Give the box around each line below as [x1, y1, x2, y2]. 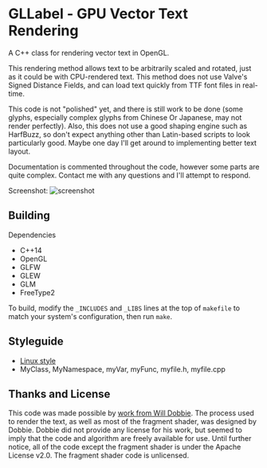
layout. [8, 146, 30, 156]
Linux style [19, 356, 56, 365]
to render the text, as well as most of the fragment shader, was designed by [8, 417, 257, 427]
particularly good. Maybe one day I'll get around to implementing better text [8, 138, 257, 147]
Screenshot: [8, 185, 49, 195]
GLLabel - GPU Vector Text [8, 5, 189, 23]
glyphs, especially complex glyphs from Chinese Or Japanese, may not [8, 112, 242, 122]
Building [8, 209, 50, 223]
